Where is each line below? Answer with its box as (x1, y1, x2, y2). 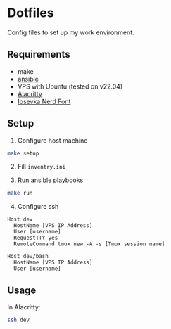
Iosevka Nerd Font (17, 97, 71, 105)
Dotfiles (7, 5, 54, 21)
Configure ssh (17, 202, 59, 211)
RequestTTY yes (13, 234, 58, 242)
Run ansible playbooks (17, 176, 84, 184)
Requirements (7, 49, 70, 60)
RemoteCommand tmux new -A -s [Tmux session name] (13, 240, 165, 247)
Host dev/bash (7, 253, 49, 260)
